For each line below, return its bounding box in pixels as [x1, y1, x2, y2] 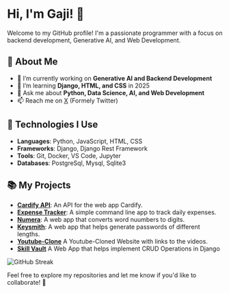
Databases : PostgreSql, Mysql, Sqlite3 [16, 159, 126, 167]
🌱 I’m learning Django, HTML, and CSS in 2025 [16, 81, 150, 90]
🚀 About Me [7, 56, 58, 68]
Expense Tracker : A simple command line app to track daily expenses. [16, 208, 217, 216]
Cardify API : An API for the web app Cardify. [16, 201, 143, 209]
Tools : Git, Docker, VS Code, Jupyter [16, 151, 122, 160]
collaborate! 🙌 [7, 279, 46, 287]
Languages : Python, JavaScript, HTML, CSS [16, 137, 143, 145]
